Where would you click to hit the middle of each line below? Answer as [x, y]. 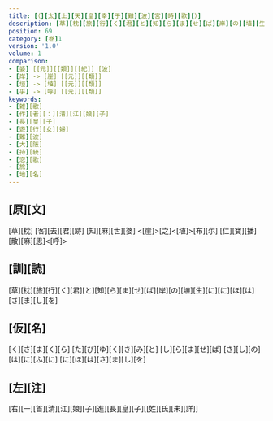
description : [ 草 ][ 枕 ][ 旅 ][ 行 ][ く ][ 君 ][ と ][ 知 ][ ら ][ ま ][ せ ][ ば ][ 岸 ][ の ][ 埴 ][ [134, 24]
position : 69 [30, 31]
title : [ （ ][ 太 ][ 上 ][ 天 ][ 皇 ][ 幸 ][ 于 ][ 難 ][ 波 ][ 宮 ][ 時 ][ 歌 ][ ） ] [105, 16]
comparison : [28, 62]
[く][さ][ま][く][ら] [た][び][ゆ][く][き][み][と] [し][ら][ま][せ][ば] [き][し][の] [135, 349]
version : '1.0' [34, 46]
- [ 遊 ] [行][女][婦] [39, 129]
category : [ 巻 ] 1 [35, 39]
